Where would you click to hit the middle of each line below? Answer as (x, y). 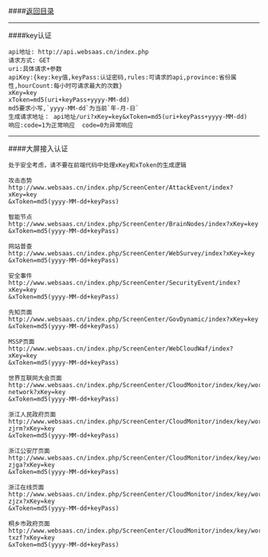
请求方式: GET (29, 61)
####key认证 (30, 35)
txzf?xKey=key (32, 538)
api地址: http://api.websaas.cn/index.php (79, 52)
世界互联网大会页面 (35, 378)
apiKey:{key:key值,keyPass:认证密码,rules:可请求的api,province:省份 (120, 77)
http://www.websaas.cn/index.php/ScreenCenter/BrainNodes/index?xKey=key (134, 224)
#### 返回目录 (31, 11)
